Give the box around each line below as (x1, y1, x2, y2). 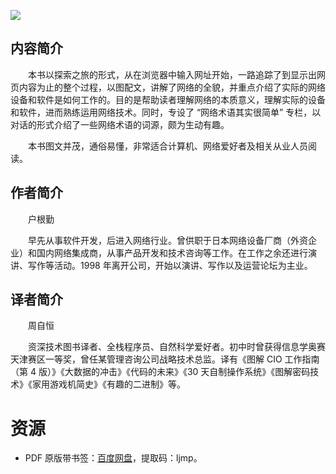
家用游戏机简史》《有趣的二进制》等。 (31, 378, 186, 390)
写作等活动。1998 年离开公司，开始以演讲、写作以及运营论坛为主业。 (27, 259, 313, 271)
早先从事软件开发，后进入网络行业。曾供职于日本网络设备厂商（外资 (27, 234, 308, 246)
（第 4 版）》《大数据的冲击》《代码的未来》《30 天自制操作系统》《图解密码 (10, 366, 311, 378)
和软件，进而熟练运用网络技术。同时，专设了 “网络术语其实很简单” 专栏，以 (10, 106, 322, 118)
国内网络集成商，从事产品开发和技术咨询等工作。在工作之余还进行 (36, 246, 308, 259)
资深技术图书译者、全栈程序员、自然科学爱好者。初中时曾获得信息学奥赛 (27, 341, 326, 353)
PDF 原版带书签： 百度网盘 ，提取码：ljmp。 (24, 452, 203, 464)
